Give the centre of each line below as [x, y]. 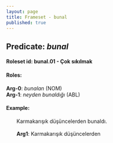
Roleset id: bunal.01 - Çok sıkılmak [49, 61]
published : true [26, 22]
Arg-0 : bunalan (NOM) [34, 88]
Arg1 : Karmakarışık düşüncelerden [59, 134]
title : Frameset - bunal [37, 17]
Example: [18, 108]
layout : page [22, 12]
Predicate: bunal [38, 46]
